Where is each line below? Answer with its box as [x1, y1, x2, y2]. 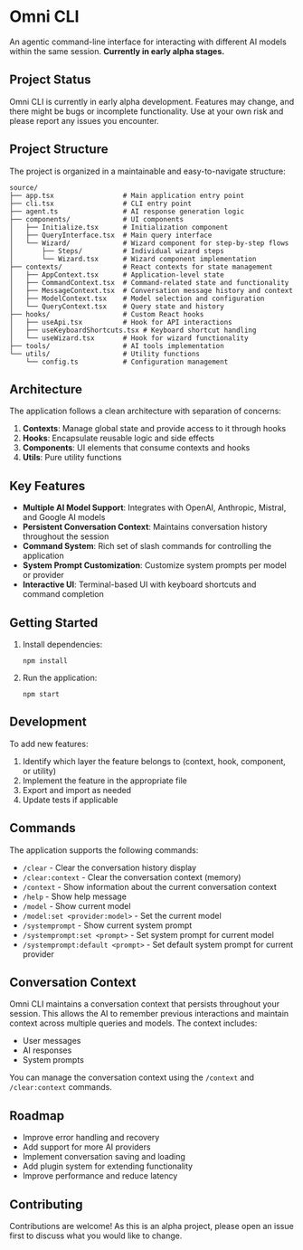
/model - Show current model [22, 900, 131, 911]
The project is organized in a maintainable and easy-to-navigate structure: [9, 166, 287, 176]
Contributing [9, 1197, 83, 1212]
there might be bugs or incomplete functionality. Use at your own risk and [9, 106, 284, 117]
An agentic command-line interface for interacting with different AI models [9, 36, 287, 47]
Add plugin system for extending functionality [22, 1160, 193, 1172]
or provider [22, 570, 65, 581]
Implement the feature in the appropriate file [22, 775, 187, 786]
